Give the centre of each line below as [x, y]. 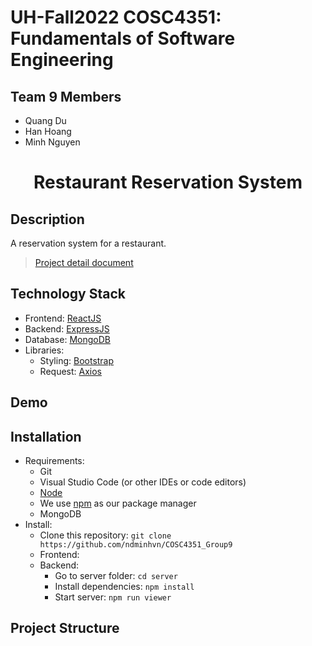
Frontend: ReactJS [63, 318]
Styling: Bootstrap [77, 360]
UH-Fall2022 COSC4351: [116, 17]
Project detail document [84, 262]
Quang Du [45, 120]
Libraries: [44, 350]
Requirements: [54, 461]
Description [47, 219]
